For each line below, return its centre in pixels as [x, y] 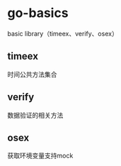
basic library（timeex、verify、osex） [63, 33]
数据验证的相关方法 [35, 115]
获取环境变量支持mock [40, 156]
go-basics [38, 13]
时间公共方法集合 [32, 74]
